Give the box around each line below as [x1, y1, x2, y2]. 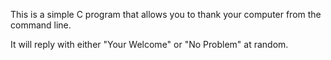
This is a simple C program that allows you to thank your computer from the [10, 9, 322, 20]
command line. [10, 19, 72, 31]
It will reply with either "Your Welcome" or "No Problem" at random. [10, 39, 289, 50]
